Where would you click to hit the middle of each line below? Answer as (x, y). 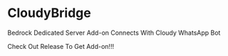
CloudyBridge (49, 13)
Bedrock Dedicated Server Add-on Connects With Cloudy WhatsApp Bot (114, 33)
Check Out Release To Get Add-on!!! (61, 46)
